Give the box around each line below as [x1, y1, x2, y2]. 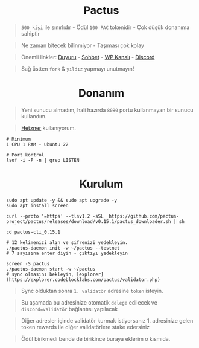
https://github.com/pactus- [109, 213, 180, 219]
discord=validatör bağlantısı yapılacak [21, 305, 118, 312]
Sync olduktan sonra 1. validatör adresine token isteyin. [21, 287, 164, 294]
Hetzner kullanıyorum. [21, 124, 77, 132]
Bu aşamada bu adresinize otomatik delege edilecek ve [21, 298, 158, 306]
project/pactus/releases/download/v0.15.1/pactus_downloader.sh [6, 218, 171, 224]
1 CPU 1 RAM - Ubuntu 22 [6, 141, 69, 147]
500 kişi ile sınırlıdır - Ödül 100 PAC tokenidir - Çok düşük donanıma [21, 24, 190, 31]
